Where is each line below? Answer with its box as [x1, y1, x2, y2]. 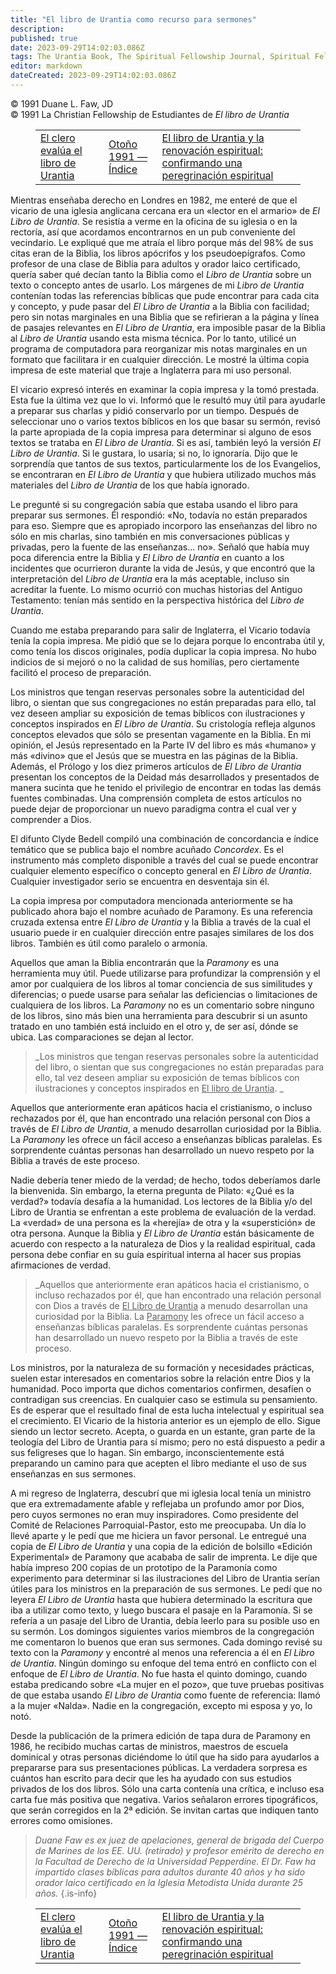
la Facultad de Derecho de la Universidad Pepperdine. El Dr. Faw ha [34, 1855, 317, 1867]
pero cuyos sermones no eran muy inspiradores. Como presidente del [10, 1508, 299, 1520]
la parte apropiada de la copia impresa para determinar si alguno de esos [10, 426, 312, 438]
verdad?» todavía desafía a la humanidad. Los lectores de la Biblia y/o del [10, 1195, 313, 1207]
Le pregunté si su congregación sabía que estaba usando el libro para [10, 498, 298, 510]
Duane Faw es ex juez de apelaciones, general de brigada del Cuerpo [34, 1834, 325, 1846]
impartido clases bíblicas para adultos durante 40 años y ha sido [34, 1866, 306, 1878]
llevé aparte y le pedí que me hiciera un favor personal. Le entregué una [10, 1529, 307, 1541]
